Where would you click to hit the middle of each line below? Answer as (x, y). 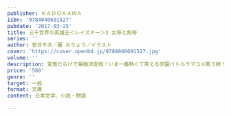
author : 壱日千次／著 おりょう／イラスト (59, 45)
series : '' (23, 39)
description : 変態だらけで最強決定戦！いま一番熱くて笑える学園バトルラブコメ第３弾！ (117, 64)
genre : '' (21, 77)
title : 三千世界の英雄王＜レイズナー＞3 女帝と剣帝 (72, 32)
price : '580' (26, 70)
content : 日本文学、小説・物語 (47, 96)
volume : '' (23, 58)
